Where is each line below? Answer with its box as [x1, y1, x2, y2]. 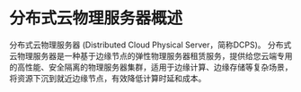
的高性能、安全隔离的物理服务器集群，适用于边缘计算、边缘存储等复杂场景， [9, 62, 293, 72]
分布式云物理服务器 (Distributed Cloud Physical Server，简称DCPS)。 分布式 [9, 39, 292, 50]
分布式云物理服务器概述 [9, 8, 183, 29]
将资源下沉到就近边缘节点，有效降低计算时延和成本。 [9, 72, 207, 83]
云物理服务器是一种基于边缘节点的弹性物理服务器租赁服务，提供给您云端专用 [9, 50, 293, 61]
